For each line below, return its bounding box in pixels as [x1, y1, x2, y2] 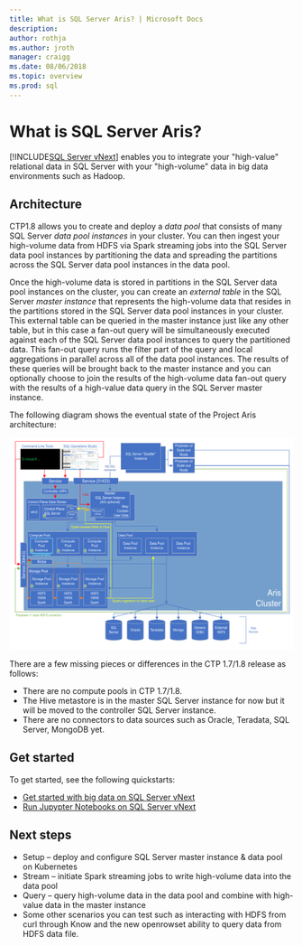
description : [9, 23, 59, 33]
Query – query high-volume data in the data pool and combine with [22, 890, 272, 901]
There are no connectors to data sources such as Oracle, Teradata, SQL [22, 715, 290, 726]
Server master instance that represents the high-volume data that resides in [9, 295, 291, 306]
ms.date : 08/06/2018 [9, 62, 87, 71]
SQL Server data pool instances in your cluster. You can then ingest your [9, 230, 280, 241]
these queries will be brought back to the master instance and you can [9, 362, 272, 374]
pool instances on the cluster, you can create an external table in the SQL [9, 286, 282, 297]
